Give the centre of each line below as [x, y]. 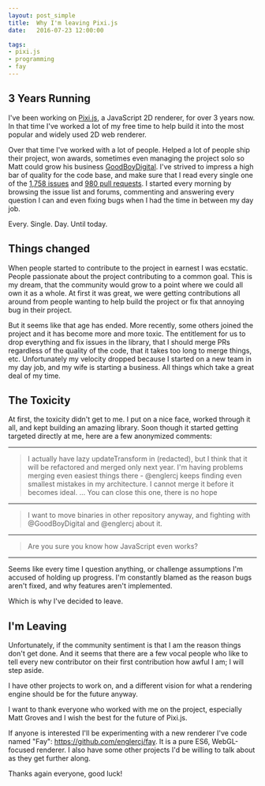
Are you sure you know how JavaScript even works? [113, 546]
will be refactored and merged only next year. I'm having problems [135, 467]
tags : [17, 44]
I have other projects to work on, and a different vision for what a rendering [130, 686]
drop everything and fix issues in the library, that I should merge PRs [119, 342]
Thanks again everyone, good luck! [65, 774]
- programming [32, 59]
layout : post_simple [42, 15]
